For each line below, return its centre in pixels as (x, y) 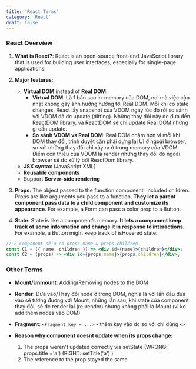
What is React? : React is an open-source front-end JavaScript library (99, 56)
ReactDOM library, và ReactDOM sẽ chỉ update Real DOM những (110, 122)
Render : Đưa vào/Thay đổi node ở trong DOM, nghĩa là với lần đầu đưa (100, 294)
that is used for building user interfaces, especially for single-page (95, 62)
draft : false (22, 22)
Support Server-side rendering (62, 179)
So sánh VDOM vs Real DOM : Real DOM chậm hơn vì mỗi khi (106, 135)
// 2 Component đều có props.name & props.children (72, 244)
